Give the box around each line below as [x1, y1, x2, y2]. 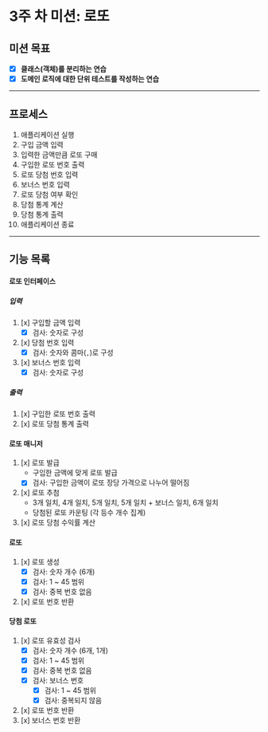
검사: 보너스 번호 [32, 675, 84, 686]
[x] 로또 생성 [20, 557, 60, 566]
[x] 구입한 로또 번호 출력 [20, 409, 96, 419]
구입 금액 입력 [20, 140, 64, 149]
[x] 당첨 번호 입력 [20, 337, 75, 347]
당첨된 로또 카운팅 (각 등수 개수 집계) [32, 508, 146, 518]
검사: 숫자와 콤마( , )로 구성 [32, 348, 114, 357]
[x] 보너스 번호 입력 [20, 358, 81, 368]
